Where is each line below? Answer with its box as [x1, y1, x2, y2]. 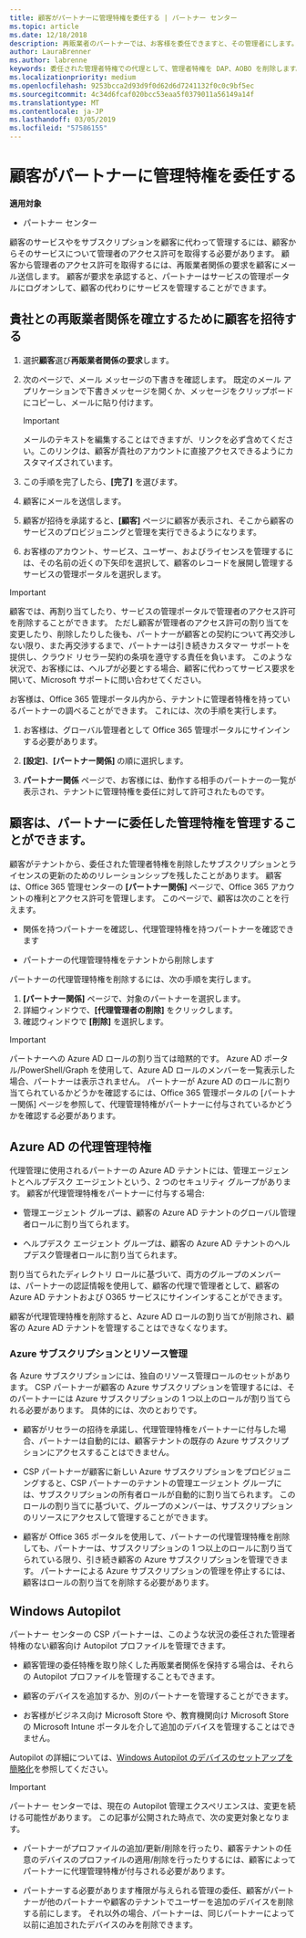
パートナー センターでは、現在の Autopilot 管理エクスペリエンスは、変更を [9, 1800, 289, 1812]
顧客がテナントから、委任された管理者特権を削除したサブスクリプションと [9, 858, 289, 869]
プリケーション [22, 385, 79, 396]
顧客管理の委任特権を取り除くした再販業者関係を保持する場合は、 [22, 1660, 270, 1671]
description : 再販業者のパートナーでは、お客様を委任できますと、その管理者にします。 [9, 38, 299, 48]
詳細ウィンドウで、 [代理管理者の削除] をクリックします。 [22, 1004, 239, 1015]
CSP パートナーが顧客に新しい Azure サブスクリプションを [22, 1466, 244, 1477]
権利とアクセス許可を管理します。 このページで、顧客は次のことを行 [33, 892, 290, 904]
